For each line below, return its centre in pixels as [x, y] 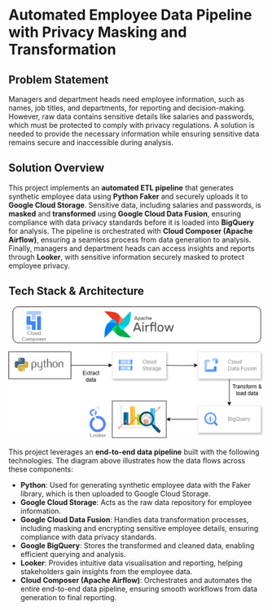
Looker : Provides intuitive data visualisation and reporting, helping [131, 563]
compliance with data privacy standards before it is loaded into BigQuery [132, 222]
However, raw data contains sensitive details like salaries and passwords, [132, 116]
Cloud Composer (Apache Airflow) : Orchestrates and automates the [136, 580]
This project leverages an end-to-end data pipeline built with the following [134, 452]
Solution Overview [56, 168]
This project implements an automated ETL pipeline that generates [121, 187]
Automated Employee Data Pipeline [130, 15]
